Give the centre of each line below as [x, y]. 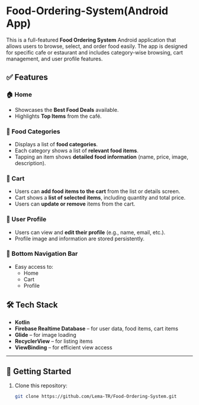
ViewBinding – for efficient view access [63, 347]
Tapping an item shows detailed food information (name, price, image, [101, 157]
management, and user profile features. [54, 59]
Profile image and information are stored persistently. [80, 239]
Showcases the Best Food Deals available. [67, 110]
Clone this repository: [41, 385]
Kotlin [22, 322]
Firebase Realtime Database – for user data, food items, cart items [97, 328]
